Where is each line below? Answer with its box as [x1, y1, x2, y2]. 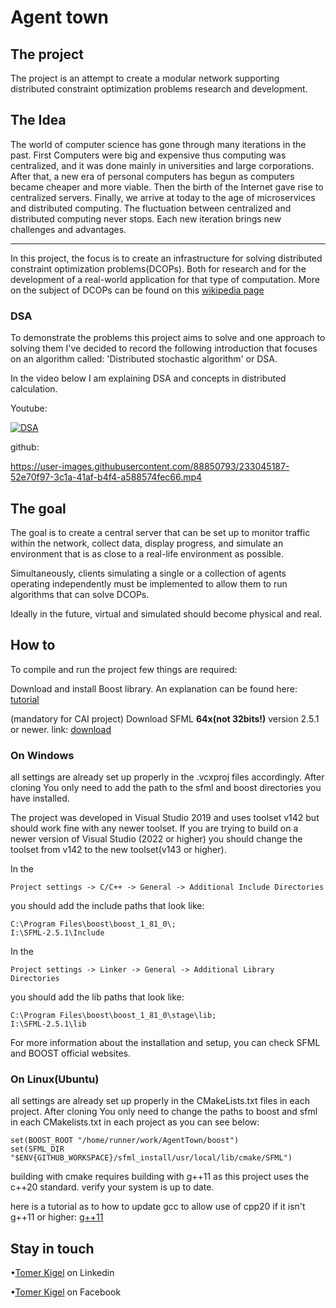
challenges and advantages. [10, 223, 127, 235]
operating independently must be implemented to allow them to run [10, 577, 288, 590]
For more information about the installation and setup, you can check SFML [10, 1037, 321, 1049]
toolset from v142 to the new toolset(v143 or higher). [10, 844, 227, 856]
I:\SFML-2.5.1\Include [10, 928, 105, 938]
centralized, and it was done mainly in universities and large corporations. [10, 159, 315, 171]
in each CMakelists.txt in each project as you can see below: [10, 1116, 260, 1128]
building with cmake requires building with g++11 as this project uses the [10, 1171, 310, 1183]
